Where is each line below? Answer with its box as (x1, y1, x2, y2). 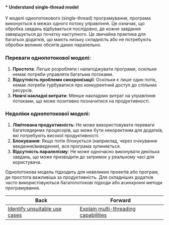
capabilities (79, 211, 107, 218)
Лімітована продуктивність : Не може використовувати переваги (12, 122, 155, 128)
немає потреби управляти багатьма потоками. (12, 71, 114, 77)
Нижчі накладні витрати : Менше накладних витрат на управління (12, 92, 156, 98)
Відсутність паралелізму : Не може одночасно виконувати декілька (12, 148, 160, 154)
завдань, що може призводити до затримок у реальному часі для (12, 154, 154, 160)
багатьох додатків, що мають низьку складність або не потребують (5, 37, 152, 43)
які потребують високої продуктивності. (12, 132, 100, 138)
